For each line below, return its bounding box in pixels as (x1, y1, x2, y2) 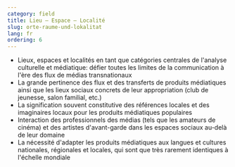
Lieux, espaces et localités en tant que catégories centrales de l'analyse (17, 56, 227, 64)
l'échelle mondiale (17, 153, 70, 162)
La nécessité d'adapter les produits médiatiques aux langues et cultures (17, 138, 227, 147)
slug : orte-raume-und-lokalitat (7, 23, 102, 30)
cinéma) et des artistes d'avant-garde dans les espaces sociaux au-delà (17, 123, 227, 132)
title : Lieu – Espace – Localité (7, 17, 106, 24)
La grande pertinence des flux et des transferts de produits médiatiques (17, 78, 227, 87)
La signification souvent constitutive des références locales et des (17, 101, 210, 109)
